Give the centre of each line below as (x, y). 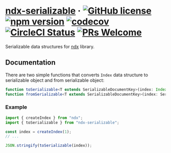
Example (16, 107)
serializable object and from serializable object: (55, 80)
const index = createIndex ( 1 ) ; (38, 132)
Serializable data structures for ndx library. (50, 46)
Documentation (31, 63)
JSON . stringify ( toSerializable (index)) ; (49, 146)
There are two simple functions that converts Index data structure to (77, 75)
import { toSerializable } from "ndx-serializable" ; (62, 123)
